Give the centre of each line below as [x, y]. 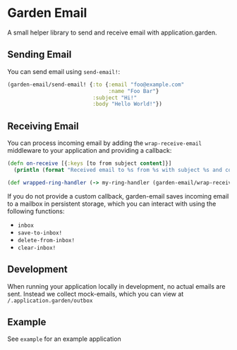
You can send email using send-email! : [64, 71]
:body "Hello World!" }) [127, 104]
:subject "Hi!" [115, 98]
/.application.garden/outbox [50, 301]
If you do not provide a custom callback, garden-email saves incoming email [118, 196]
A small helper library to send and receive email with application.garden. [112, 32]
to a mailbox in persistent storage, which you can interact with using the [112, 204]
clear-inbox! [37, 248]
